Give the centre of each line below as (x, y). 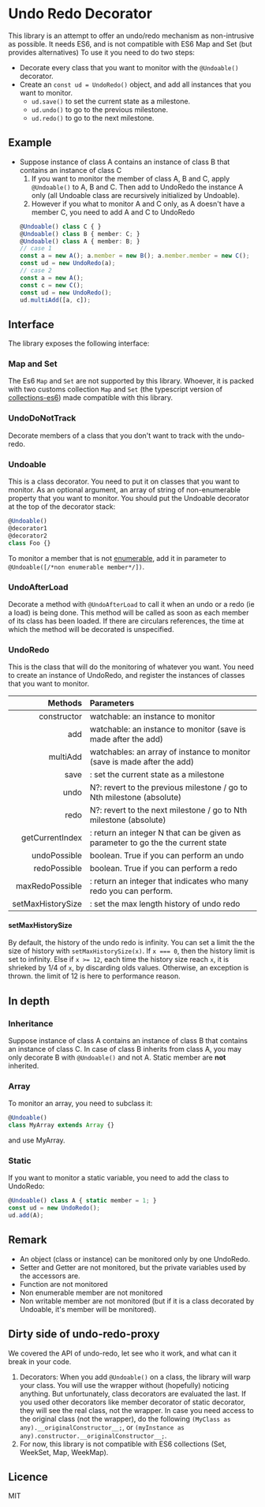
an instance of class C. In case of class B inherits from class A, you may (125, 1049)
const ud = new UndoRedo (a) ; (67, 264)
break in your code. (40, 1361)
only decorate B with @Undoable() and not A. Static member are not (117, 1057)
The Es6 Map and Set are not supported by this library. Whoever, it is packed (131, 381)
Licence (28, 1477)
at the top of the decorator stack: (62, 507)
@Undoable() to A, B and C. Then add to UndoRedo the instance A (137, 187)
